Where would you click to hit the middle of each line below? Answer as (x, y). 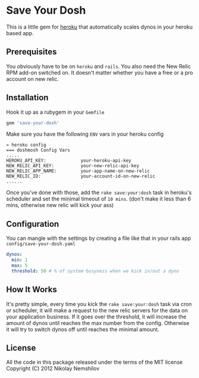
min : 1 (20, 260)
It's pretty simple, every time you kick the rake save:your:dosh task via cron (99, 304)
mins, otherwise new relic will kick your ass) (60, 205)
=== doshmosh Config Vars (38, 150)
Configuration (33, 224)
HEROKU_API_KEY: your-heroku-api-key (69, 161)
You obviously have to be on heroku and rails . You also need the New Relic (99, 66)
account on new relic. (33, 79)
